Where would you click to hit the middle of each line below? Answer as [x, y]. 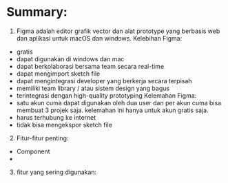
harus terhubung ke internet [56, 117]
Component [33, 151]
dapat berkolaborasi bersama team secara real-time [90, 66]
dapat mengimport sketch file [58, 74]
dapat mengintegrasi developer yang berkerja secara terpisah [104, 80]
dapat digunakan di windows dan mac [70, 58]
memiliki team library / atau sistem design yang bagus [93, 88]
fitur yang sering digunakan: [56, 172]
